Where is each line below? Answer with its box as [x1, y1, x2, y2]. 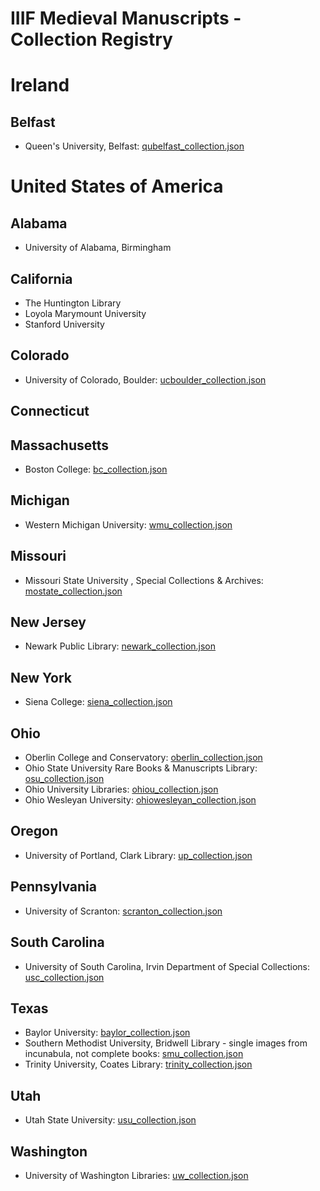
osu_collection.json [24, 773, 105, 785]
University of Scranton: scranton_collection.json [24, 905, 223, 917]
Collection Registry [10, 28, 173, 51]
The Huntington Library [24, 297, 122, 309]
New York [10, 669, 73, 686]
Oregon [10, 823, 58, 840]
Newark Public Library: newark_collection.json [24, 640, 217, 652]
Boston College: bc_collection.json [24, 463, 168, 476]
